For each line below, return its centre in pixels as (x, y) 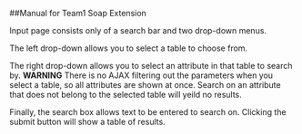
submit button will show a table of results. (87, 122)
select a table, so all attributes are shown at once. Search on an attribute (145, 85)
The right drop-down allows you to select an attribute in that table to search (151, 66)
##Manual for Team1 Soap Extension (78, 13)
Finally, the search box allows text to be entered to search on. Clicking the (148, 112)
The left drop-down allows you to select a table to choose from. (129, 48)
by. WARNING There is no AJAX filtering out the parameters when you (141, 75)
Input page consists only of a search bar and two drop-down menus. (138, 30)
